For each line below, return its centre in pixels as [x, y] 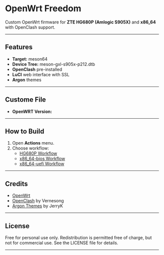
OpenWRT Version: [32, 111]
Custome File [26, 100]
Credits [17, 184]
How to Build [25, 131]
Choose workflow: [31, 148]
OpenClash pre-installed [37, 69]
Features [19, 47]
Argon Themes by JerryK [38, 206]
